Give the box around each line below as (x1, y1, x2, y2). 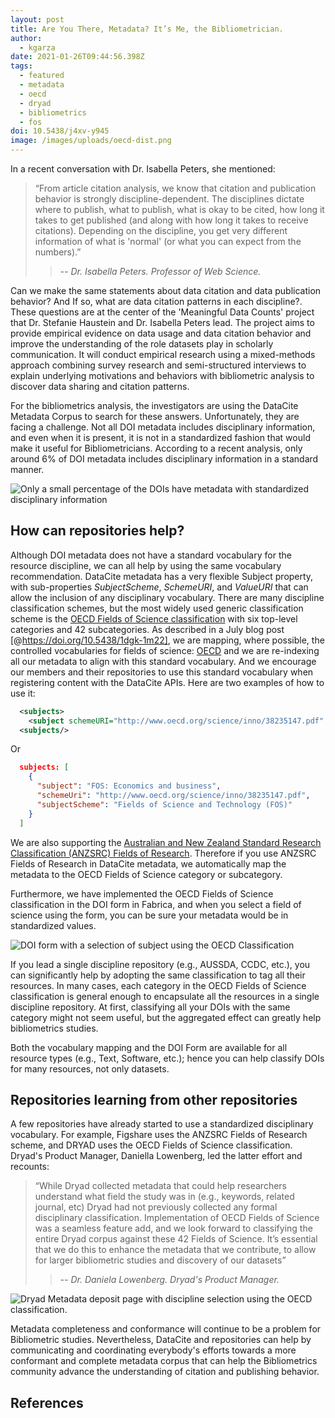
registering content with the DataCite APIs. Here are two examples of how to (10, 676, 325, 688)
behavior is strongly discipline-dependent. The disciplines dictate (34, 193, 305, 205)
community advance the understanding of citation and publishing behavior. (10, 1366, 320, 1378)
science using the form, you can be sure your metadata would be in (10, 909, 289, 921)
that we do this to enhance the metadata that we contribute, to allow (34, 1244, 317, 1256)
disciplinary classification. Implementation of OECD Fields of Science (34, 1212, 320, 1224)
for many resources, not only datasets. (10, 1062, 170, 1075)
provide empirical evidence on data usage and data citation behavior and (10, 327, 312, 339)
